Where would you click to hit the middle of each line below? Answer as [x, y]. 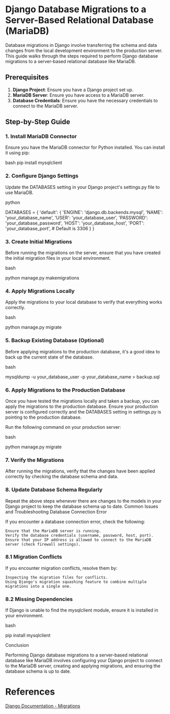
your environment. [24, 616]
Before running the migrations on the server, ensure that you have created [83, 253]
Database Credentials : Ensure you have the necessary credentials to [85, 100]
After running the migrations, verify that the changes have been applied [80, 471]
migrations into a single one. [38, 586]
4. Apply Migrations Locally [40, 291]
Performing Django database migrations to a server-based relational [77, 655]
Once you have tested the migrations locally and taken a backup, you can [82, 401]
